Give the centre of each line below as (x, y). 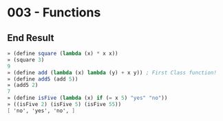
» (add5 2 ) (23, 85)
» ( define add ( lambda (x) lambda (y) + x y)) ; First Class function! (112, 72)
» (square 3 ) (26, 59)
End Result (31, 38)
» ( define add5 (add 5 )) (43, 79)
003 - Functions (54, 13)
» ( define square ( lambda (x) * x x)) (63, 53)
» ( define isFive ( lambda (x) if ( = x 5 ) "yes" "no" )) (87, 98)
